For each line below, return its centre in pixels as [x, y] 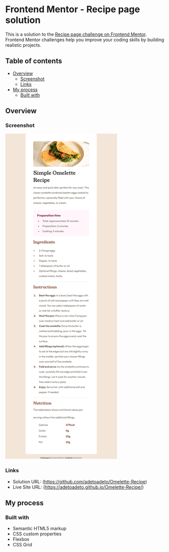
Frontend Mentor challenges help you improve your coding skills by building [85, 40]
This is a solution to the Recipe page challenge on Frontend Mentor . [76, 34]
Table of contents [34, 61]
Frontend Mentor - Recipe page [73, 9]
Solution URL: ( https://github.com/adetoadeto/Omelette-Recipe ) [80, 481]
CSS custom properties [37, 534]
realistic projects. [23, 45]
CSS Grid [22, 545]
